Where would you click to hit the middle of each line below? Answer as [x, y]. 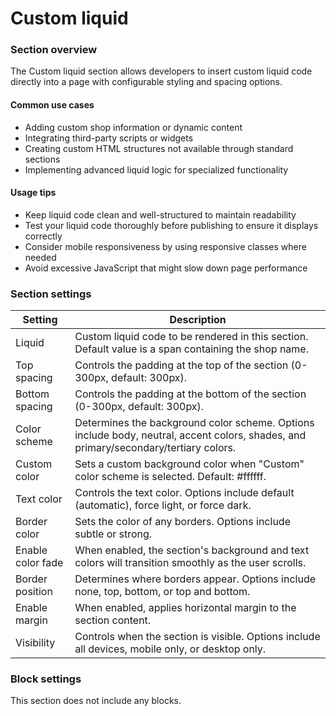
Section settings [51, 294]
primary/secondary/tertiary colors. [155, 448]
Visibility [35, 643]
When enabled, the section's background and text [192, 550]
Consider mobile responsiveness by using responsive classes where [165, 246]
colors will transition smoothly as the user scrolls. [190, 563]
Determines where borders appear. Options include [195, 579]
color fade [39, 563]
